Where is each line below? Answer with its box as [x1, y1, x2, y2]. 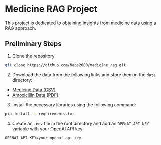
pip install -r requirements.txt [5, 111, 75, 116]
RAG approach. [5, 25, 36, 31]
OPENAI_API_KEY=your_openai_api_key [5, 135, 81, 140]
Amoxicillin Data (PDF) [12, 92, 59, 98]
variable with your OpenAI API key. [12, 126, 84, 132]
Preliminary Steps [5, 40, 62, 48]
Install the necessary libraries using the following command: [12, 101, 136, 108]
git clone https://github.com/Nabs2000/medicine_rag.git [5, 62, 126, 68]
